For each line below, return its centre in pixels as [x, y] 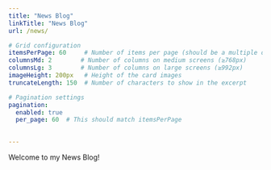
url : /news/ [28, 31]
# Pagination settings [46, 97]
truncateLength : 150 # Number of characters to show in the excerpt [128, 83]
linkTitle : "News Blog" [48, 23]
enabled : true [39, 112]
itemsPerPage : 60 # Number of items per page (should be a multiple [133, 53]
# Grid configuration [45, 45]
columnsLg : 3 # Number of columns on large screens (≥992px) [126, 68]
